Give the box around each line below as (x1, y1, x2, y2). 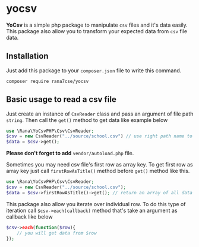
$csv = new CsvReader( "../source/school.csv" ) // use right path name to (6, 133, 193, 139)
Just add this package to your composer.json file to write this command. (6, 67, 182, 74)
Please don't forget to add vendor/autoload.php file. (6, 150, 134, 157)
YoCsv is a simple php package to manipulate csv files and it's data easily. (6, 21, 188, 28)
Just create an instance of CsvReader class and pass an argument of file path (6, 110, 194, 117)
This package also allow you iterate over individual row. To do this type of (6, 200, 186, 207)
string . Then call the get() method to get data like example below (6, 116, 168, 123)
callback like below (6, 213, 53, 220)
